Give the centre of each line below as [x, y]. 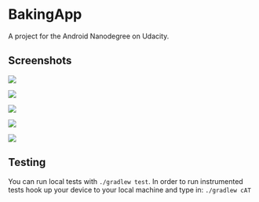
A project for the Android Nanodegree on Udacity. [89, 36]
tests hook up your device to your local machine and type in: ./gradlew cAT [129, 189]
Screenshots [40, 61]
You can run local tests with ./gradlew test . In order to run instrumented [126, 181]
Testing [27, 162]
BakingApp [45, 14]
